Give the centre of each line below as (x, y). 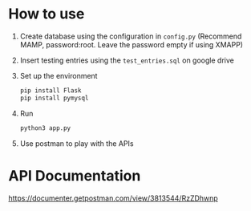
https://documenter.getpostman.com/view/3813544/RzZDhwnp (113, 198)
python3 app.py (45, 128)
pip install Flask (51, 90)
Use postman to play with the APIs (77, 143)
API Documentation (75, 175)
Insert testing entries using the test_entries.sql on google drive (127, 60)
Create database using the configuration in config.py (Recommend (131, 36)
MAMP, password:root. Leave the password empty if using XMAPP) (131, 44)
